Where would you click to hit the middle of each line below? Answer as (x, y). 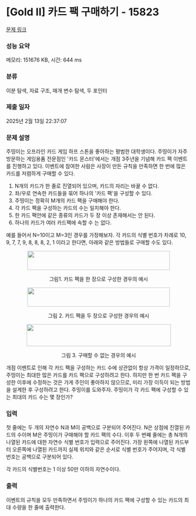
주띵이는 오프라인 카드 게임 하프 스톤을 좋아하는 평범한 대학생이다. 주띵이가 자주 (97, 152)
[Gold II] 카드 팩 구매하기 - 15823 (83, 12)
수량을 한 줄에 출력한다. (39, 507)
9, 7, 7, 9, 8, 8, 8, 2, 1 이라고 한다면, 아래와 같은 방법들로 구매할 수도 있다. (89, 242)
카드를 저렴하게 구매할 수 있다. (40, 174)
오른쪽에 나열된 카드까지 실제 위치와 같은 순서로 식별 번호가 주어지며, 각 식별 (99, 450)
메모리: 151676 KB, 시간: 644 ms (44, 60)
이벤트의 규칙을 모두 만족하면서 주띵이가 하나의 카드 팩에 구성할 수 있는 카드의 (94, 500)
